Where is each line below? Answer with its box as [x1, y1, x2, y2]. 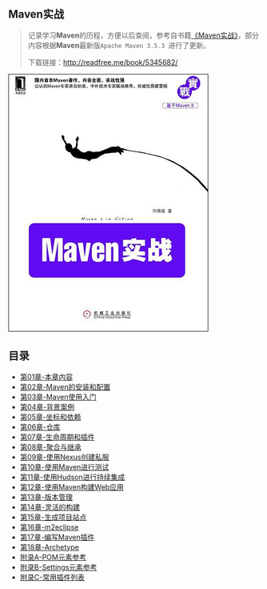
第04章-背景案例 [19, 401, 75, 411]
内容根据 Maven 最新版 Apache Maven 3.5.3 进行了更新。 [27, 40, 210, 50]
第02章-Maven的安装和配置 [19, 381, 110, 391]
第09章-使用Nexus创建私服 [19, 452, 110, 462]
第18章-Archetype [19, 542, 80, 551]
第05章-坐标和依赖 [19, 412, 82, 422]
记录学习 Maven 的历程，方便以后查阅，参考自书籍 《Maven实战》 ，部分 [27, 30, 260, 40]
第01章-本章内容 [19, 372, 74, 381]
